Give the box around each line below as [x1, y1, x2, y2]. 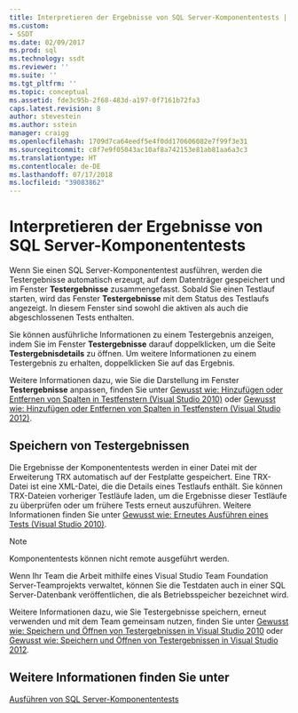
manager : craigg [9, 129, 69, 138]
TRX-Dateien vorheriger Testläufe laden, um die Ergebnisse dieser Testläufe [9, 490, 287, 501]
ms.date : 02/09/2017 [9, 37, 86, 47]
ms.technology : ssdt [9, 54, 86, 63]
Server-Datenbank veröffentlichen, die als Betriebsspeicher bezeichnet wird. [9, 589, 289, 600]
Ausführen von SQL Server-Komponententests [9, 693, 179, 704]
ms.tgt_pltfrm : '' [9, 79, 77, 88]
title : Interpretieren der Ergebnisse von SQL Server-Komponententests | [9, 12, 288, 22]
